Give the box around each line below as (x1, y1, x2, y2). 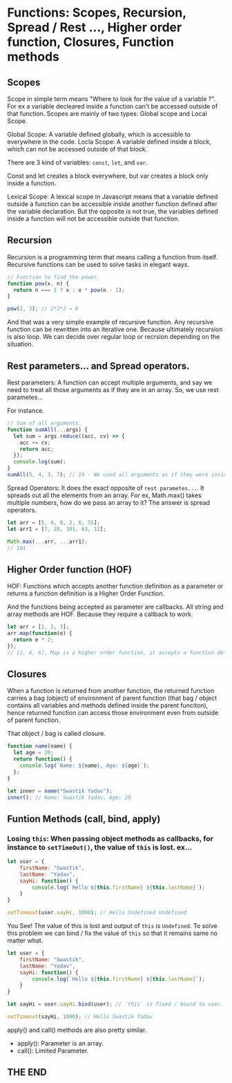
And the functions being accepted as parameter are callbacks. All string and (7, 603, 224, 611)
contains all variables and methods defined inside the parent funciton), (7, 701, 209, 710)
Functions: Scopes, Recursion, (7, 5, 186, 21)
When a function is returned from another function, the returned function (7, 687, 215, 695)
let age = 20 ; (13, 749, 54, 757)
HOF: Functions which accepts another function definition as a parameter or (7, 582, 224, 591)
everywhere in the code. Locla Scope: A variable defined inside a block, (7, 138, 212, 146)
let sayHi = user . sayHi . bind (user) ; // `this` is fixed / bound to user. (7, 1001, 224, 1008)
